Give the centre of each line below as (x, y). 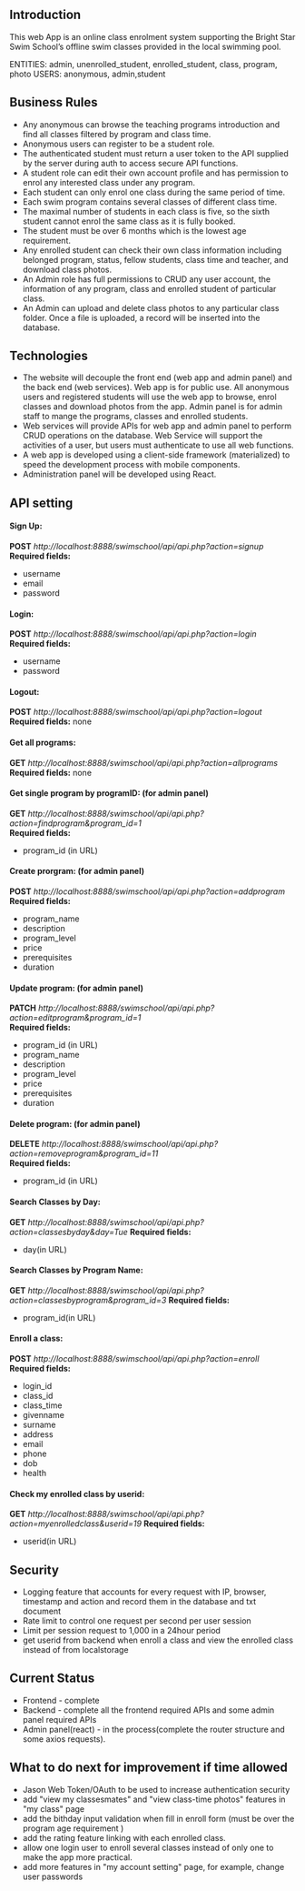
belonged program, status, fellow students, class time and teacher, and (155, 259)
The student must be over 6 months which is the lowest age (134, 230)
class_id (38, 1396)
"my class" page (53, 1808)
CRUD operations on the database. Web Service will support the (143, 436)
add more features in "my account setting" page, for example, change (153, 1866)
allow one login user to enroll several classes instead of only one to (148, 1847)
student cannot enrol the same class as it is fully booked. (129, 221)
